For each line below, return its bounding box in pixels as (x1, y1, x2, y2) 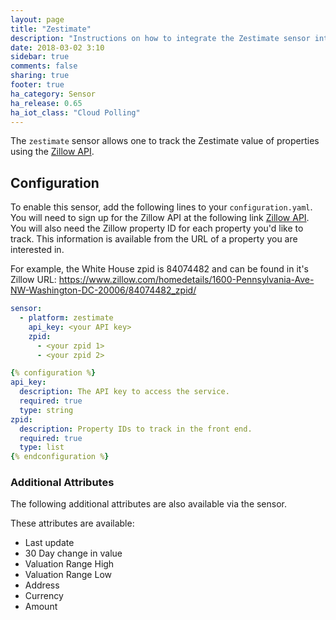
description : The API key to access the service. (19, 387, 230, 397)
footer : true (10, 80, 65, 90)
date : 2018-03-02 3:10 (10, 42, 105, 53)
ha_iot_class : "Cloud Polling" (10, 107, 141, 118)
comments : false (10, 61, 78, 71)
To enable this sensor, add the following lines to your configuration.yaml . (10, 201, 313, 213)
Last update (24, 537, 75, 549)
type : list (19, 442, 65, 453)
